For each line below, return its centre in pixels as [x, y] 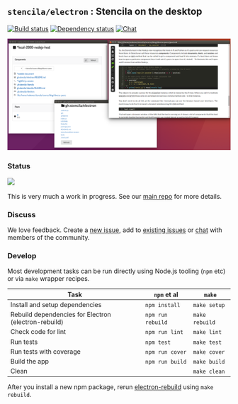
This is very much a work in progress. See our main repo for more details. [114, 196]
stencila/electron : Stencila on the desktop [105, 12]
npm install [163, 305]
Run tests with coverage [46, 351]
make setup [209, 305]
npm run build [166, 362]
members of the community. [49, 237]
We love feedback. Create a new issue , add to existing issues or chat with [115, 230]
